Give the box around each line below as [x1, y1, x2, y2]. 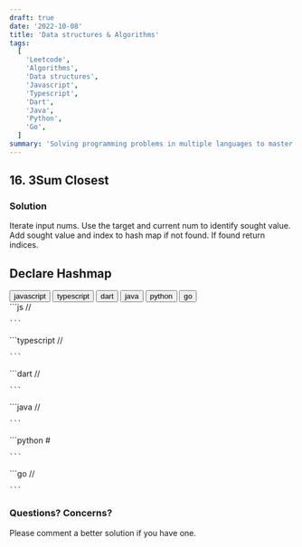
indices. [9, 240, 39, 250]
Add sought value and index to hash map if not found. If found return [9, 230, 265, 240]
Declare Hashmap [9, 266, 112, 281]
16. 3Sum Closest [9, 173, 109, 188]
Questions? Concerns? [9, 507, 113, 520]
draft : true [9, 13, 54, 23]
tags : [9, 38, 30, 48]
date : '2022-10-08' [9, 22, 83, 31]
